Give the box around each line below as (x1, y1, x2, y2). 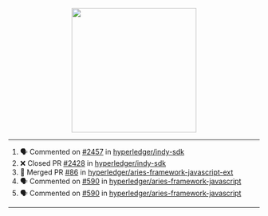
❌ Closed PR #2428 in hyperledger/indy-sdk (19, 159, 166, 167)
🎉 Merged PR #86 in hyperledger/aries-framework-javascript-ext (19, 167, 234, 177)
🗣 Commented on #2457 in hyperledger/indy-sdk (19, 147, 185, 156)
